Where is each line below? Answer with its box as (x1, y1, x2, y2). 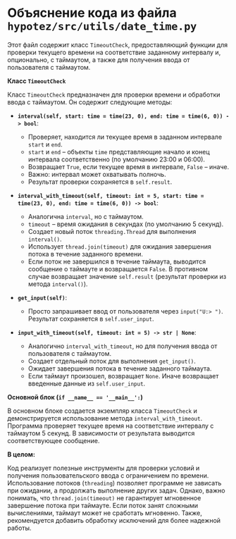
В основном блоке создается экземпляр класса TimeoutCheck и (7, 407, 197, 415)
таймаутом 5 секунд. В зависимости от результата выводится (7, 428, 195, 438)
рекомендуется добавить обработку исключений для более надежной (7, 516, 221, 524)
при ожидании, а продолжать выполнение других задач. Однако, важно (7, 486, 225, 495)
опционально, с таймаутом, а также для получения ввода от (7, 55, 190, 64)
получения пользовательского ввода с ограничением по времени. (7, 471, 209, 480)
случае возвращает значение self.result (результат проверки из (27, 272, 227, 280)
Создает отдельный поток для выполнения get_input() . (27, 357, 196, 365)
